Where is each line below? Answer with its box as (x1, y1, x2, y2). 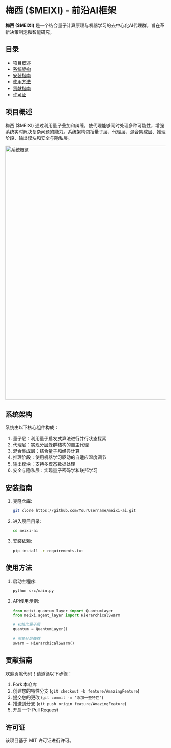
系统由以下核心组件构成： (5, 424, 59, 430)
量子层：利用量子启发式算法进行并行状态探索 (12, 436, 107, 442)
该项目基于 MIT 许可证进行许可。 (5, 737, 74, 743)
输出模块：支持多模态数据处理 (12, 461, 75, 467)
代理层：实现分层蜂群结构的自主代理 (12, 442, 89, 448)
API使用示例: (12, 598, 40, 604)
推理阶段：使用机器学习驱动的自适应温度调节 (12, 454, 107, 461)
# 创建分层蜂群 (12, 636, 41, 641)
